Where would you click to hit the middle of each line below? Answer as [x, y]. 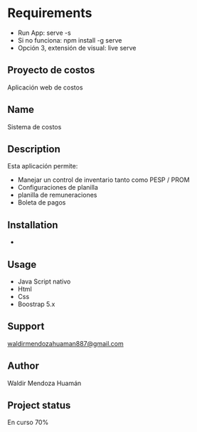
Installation [33, 225]
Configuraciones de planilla [58, 188]
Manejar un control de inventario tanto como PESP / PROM [103, 180]
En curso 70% [28, 422]
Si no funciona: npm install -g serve [70, 40]
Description [34, 149]
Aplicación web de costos [45, 87]
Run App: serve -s [44, 33]
